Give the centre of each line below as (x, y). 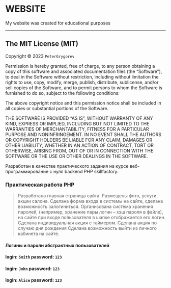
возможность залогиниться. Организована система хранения (85, 206)
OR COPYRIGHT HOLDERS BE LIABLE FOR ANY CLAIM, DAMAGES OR (79, 140)
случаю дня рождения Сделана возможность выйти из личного (87, 228)
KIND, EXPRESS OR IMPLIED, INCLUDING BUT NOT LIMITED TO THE (77, 123)
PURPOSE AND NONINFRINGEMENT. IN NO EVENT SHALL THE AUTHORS (83, 134)
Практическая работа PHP (40, 185)
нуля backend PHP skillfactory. (86, 171)
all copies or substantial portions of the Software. (57, 108)
